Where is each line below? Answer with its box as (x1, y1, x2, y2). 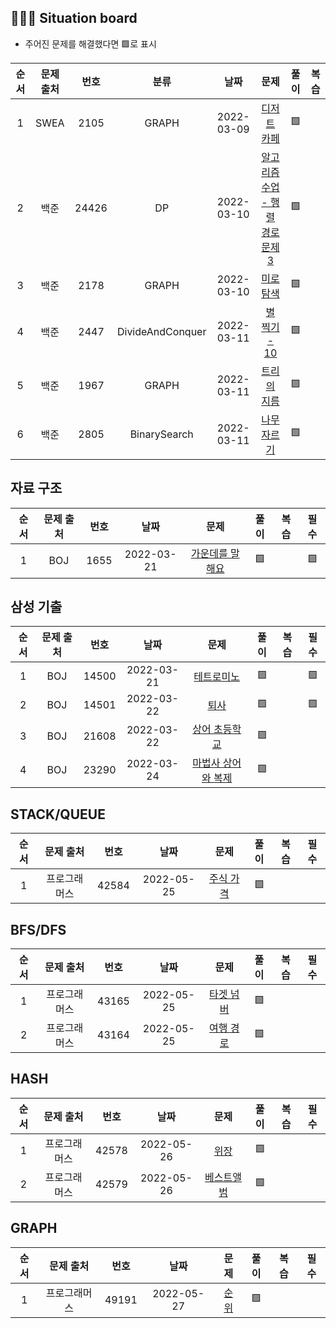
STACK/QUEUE (10, 806, 106, 823)
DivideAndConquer (116, 324, 207, 338)
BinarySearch (129, 427, 194, 441)
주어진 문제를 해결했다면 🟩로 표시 (24, 37, 157, 50)
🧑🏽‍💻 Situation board (10, 10, 138, 27)
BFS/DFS (10, 921, 67, 938)
